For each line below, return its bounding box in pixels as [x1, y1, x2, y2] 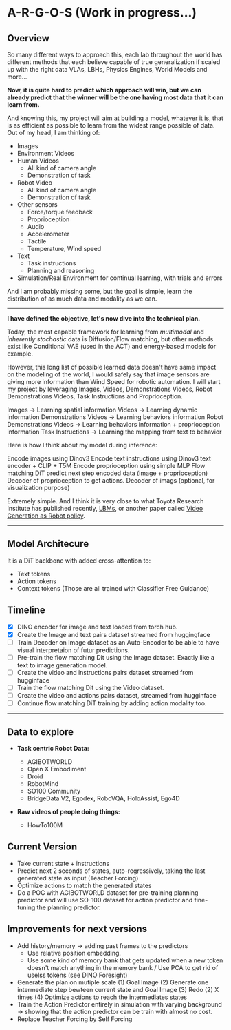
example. [7, 350, 33, 358]
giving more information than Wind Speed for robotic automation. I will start [7, 378, 221, 385]
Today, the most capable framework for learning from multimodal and [7, 327, 204, 336]
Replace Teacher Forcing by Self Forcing [16, 1015, 133, 1023]
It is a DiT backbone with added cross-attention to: [7, 556, 151, 565]
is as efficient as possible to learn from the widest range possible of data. [7, 121, 215, 129]
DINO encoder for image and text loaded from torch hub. [16, 623, 178, 631]
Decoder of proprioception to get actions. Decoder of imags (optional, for [7, 476, 215, 484]
